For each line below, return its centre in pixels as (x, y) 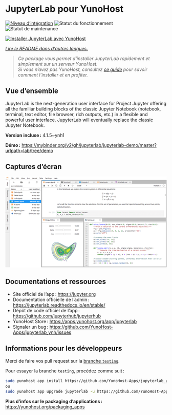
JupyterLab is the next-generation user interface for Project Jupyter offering (86, 103)
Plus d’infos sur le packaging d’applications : (54, 402)
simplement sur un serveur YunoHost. (58, 64)
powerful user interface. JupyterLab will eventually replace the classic (79, 120)
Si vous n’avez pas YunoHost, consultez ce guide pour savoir (82, 69)
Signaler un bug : (30, 327)
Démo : (13, 145)
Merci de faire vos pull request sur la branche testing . (62, 361)
